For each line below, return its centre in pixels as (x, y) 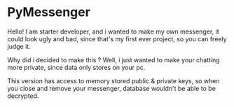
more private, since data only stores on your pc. (76, 67)
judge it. (19, 46)
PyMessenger (49, 12)
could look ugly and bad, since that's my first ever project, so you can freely (117, 38)
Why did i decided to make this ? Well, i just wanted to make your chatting (113, 59)
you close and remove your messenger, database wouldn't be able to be (111, 88)
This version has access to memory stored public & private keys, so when (113, 80)
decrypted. (23, 96)
